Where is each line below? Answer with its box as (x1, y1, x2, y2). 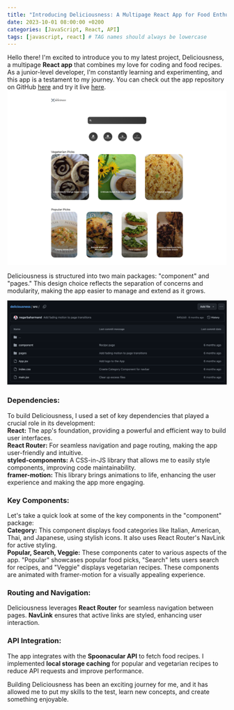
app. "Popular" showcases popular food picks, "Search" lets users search (7, 555, 219, 564)
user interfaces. (7, 433, 53, 442)
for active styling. (7, 541, 57, 549)
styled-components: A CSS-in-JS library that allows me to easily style (7, 456, 210, 464)
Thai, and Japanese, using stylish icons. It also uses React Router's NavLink (7, 533, 225, 541)
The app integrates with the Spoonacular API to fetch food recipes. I (7, 651, 204, 660)
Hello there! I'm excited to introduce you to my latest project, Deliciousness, (7, 53, 224, 62)
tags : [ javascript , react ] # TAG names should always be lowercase (7, 33, 208, 40)
